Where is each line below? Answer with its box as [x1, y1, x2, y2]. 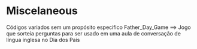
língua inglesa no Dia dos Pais [6, 36, 80, 43]
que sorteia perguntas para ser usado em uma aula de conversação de [6, 30, 181, 37]
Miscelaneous [6, 4, 78, 18]
